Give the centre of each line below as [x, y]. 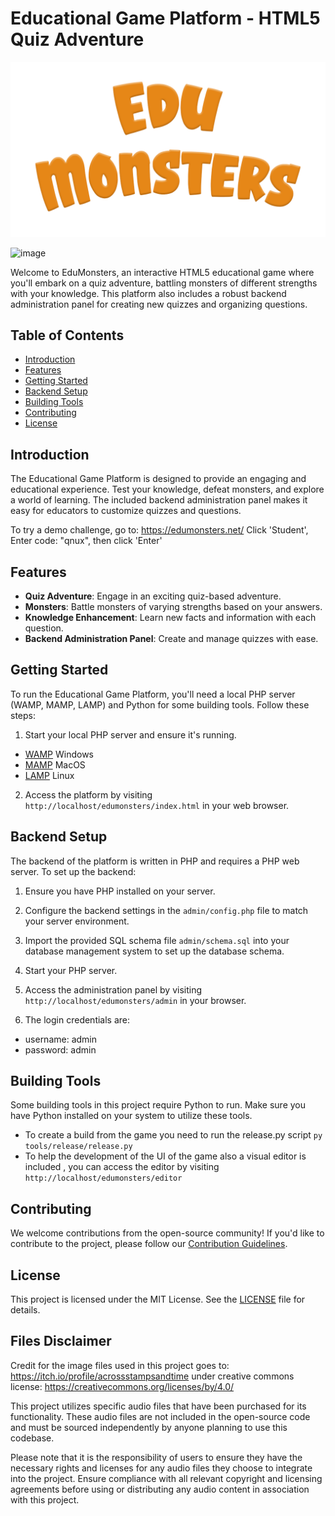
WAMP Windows [59, 754]
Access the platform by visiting [88, 794]
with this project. [45, 1499]
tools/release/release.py [78, 1147]
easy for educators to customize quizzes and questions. [126, 511]
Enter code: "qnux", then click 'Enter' [86, 541]
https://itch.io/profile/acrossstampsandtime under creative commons [152, 1376]
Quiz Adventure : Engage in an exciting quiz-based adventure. [153, 596]
